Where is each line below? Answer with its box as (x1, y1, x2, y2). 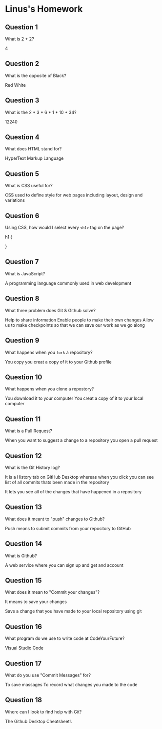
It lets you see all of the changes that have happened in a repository (5, 488, 142, 494)
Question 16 (5, 622, 42, 631)
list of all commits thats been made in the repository (5, 479, 109, 485)
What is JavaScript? (5, 270, 45, 276)
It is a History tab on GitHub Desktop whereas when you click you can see (5, 474, 154, 480)
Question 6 (5, 212, 40, 220)
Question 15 (5, 576, 42, 584)
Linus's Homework (5, 3, 83, 15)
